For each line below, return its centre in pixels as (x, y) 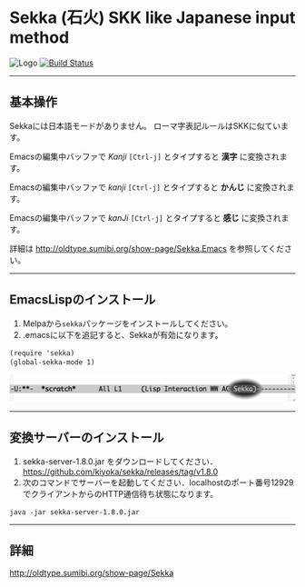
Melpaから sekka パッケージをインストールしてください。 (128, 323)
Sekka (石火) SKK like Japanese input (152, 18)
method (39, 38)
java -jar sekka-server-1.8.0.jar (75, 512)
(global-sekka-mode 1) (52, 362)
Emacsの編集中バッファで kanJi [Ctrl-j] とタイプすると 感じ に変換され (145, 217)
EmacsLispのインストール (83, 300)
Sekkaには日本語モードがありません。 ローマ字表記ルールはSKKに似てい (145, 125)
